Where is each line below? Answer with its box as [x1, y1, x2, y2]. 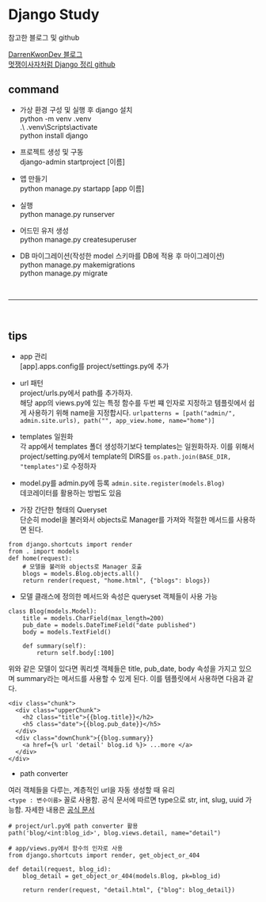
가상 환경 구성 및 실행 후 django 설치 [19, 105, 133, 114]
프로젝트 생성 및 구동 [19, 147, 84, 156]
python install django [19, 131, 89, 140]
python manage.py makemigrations [19, 260, 135, 269]
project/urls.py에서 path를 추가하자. [19, 388, 133, 398]
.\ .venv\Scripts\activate [19, 122, 98, 131]
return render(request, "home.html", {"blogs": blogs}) [22, 577, 211, 584]
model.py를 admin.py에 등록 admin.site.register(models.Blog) [19, 478, 226, 488]
